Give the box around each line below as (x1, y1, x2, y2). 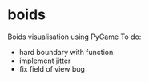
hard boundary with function (18, 47, 114, 57)
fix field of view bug (18, 64, 86, 73)
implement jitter (18, 56, 71, 65)
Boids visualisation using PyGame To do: (7, 32, 142, 41)
